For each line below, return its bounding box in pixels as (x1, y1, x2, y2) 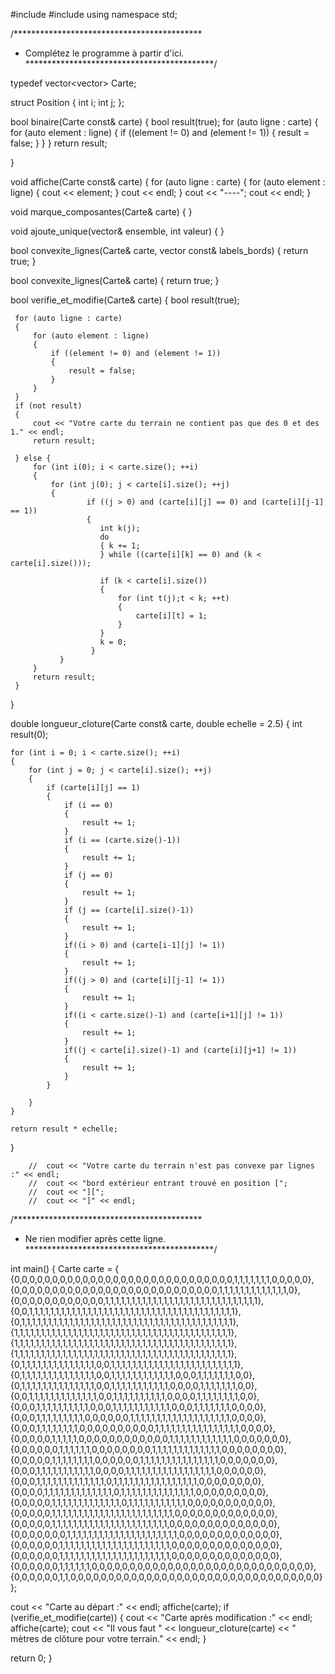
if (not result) (14, 401, 83, 411)
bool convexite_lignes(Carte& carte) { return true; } (10, 275, 220, 286)
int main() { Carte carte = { (10, 1263, 120, 1274)
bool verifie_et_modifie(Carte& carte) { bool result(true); (10, 294, 240, 306)
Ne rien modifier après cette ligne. (24, 1233, 167, 1244)
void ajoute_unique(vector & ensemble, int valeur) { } (10, 225, 225, 237)
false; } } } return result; (10, 137, 108, 149)
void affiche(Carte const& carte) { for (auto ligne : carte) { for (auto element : (10, 176, 326, 188)
